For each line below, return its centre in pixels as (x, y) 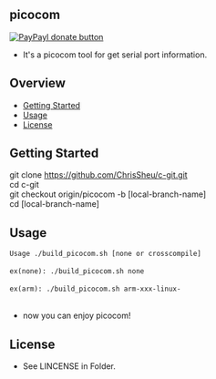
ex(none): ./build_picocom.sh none (77, 271)
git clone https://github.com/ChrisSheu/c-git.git (99, 175)
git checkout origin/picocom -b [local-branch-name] (108, 194)
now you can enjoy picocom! (77, 316)
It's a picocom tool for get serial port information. (115, 55)
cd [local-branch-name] (55, 204)
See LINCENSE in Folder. (69, 366)
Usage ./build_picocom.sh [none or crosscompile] (106, 254)
